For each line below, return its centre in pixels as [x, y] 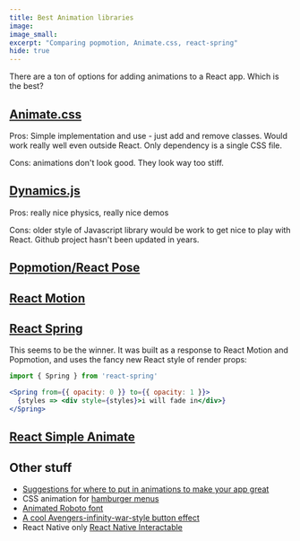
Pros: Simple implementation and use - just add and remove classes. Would [149, 135]
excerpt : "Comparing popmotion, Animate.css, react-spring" [124, 43]
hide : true [30, 51]
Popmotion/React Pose [75, 268]
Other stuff [41, 467]
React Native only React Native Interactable [103, 528]
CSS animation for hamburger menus [90, 499]
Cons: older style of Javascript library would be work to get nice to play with [150, 230]
